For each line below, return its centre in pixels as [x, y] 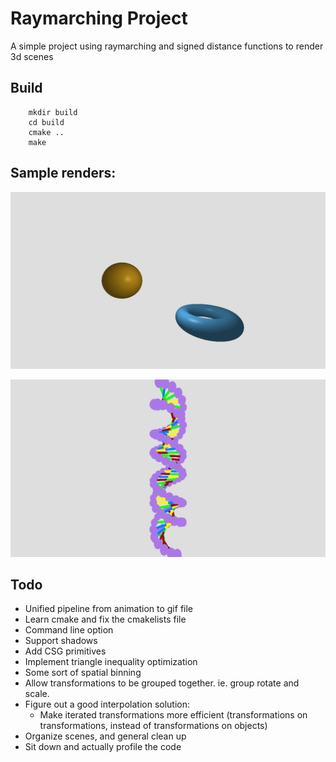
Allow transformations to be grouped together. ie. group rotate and [162, 683]
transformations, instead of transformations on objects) [153, 726]
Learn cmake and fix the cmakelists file [105, 619]
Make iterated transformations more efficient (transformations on [173, 715]
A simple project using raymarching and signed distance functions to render [167, 46]
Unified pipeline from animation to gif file [109, 609]
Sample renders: [63, 173]
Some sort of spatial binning [83, 673]
